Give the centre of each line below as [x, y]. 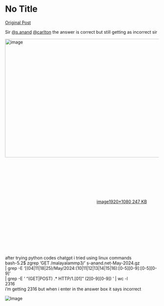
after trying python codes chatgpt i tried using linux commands [68, 258]
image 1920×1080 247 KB [122, 201]
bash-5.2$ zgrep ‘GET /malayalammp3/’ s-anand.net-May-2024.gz [72, 263]
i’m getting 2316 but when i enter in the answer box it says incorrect [73, 289]
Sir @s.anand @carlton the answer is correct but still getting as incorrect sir [81, 32]
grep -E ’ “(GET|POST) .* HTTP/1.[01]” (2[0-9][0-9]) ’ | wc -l [68, 278]
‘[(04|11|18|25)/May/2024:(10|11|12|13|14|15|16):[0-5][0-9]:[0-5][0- [90, 268]
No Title [21, 9]
